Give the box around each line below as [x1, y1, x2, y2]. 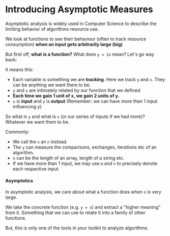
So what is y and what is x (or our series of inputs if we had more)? [5, 113, 145, 120]
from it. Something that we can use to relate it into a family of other [5, 209, 146, 216]
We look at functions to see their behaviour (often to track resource [5, 36, 147, 42]
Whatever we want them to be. [5, 119, 70, 125]
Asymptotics [5, 177, 33, 183]
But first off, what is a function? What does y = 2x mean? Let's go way [5, 51, 154, 57]
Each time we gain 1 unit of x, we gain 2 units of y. [12, 92, 120, 99]
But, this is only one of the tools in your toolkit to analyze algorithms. [5, 225, 149, 231]
